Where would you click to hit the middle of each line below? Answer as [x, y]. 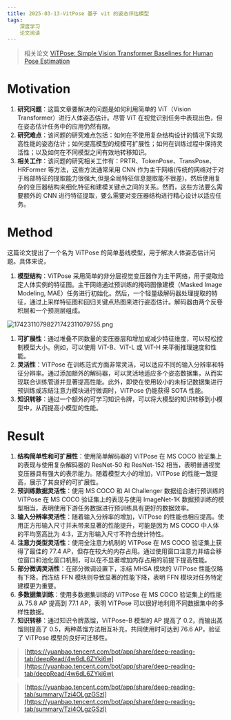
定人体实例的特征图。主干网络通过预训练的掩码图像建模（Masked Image [120, 285]
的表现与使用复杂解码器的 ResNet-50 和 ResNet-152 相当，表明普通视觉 [119, 465]
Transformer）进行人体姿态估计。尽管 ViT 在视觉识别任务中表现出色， [117, 118]
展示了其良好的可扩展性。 [66, 482]
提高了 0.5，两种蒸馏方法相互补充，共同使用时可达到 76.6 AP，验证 [125, 629]
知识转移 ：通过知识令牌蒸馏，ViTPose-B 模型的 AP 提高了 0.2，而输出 [117, 620]
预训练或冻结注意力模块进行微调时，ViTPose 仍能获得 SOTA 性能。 [112, 391]
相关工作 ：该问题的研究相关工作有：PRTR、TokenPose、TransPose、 [116, 161]
